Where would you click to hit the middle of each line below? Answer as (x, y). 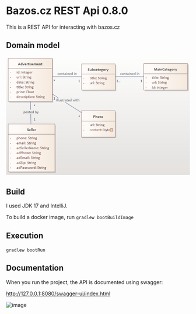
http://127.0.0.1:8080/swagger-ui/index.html (58, 293)
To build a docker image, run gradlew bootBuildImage (70, 217)
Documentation (35, 268)
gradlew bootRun (26, 250)
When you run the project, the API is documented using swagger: (85, 282)
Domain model (33, 45)
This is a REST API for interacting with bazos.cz (63, 27)
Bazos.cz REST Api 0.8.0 (67, 11)
